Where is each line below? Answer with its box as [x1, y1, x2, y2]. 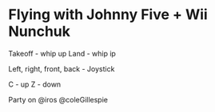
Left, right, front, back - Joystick [8, 64, 115, 73]
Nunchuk [8, 22, 70, 41]
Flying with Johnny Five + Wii [8, 6, 208, 24]
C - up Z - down [8, 79, 62, 89]
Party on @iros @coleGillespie [8, 95, 108, 104]
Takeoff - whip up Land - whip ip [8, 48, 116, 58]
